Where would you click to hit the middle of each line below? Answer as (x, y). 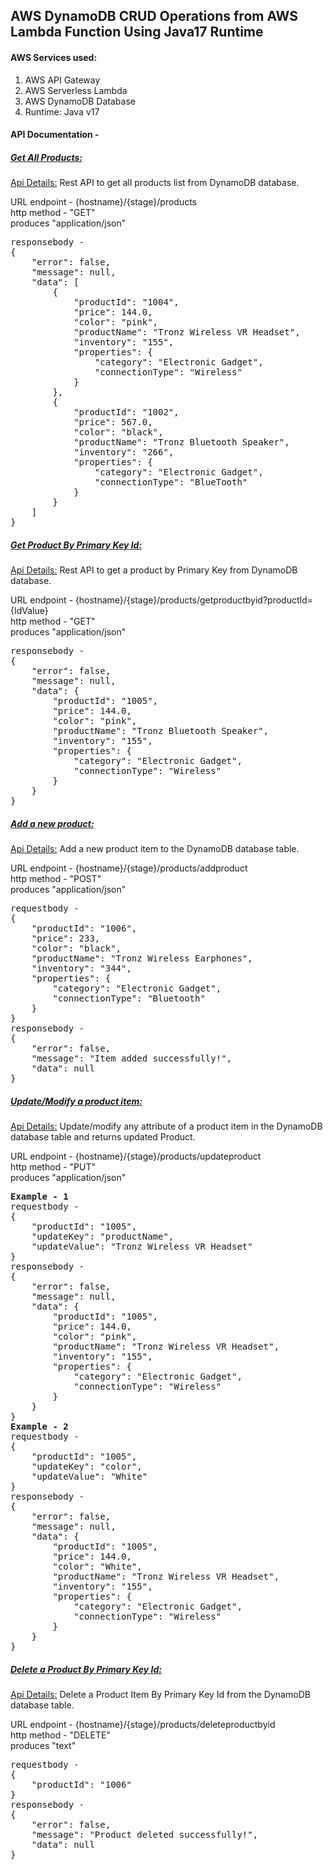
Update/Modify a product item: (76, 1101)
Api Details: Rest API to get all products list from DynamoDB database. (155, 183)
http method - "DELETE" (60, 1735)
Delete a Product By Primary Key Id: (86, 1669)
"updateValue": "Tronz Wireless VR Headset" (142, 1247)
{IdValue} (29, 611)
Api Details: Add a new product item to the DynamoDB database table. (155, 849)
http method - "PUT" (53, 1167)
